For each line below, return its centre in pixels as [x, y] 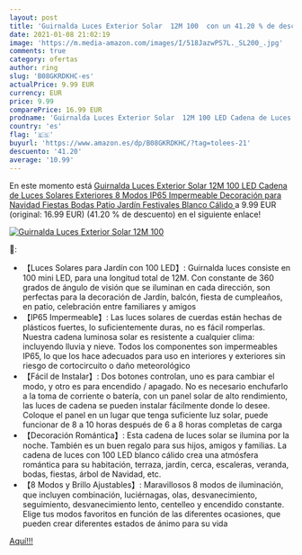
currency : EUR [36, 93]
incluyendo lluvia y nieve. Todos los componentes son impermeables [150, 346]
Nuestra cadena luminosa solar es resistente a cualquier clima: [138, 336]
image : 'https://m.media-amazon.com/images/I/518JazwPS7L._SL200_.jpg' [146, 43]
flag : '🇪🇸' [31, 135]
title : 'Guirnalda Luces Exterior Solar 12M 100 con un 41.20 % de [142, 26]
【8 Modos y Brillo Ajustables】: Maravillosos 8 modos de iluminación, [153, 484]
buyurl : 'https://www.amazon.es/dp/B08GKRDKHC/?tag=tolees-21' [130, 143]
